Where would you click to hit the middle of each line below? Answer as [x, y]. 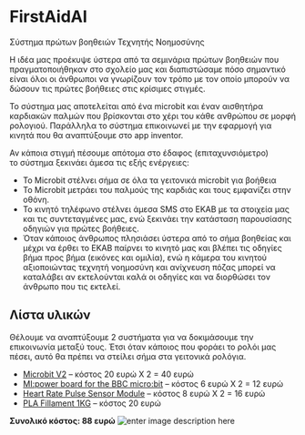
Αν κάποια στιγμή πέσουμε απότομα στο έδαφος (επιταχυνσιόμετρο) [139, 153]
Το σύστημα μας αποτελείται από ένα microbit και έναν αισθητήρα [137, 106]
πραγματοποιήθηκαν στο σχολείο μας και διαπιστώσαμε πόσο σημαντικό [148, 69]
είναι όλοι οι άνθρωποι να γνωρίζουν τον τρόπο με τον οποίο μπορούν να [149, 78]
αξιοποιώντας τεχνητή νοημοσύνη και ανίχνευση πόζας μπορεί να [149, 267]
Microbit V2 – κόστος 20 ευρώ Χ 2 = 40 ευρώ [108, 374]
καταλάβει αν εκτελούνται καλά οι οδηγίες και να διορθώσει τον [147, 277]
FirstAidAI [49, 17]
